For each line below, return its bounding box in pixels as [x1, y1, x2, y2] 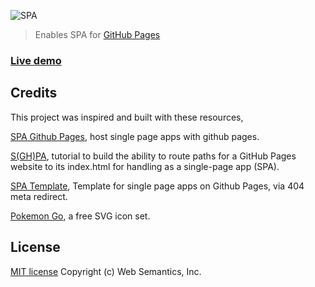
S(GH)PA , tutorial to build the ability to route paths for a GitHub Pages [10, 150, 297, 162]
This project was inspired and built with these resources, [10, 111, 244, 123]
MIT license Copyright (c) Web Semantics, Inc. [10, 265, 202, 277]
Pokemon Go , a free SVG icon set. [10, 210, 151, 222]
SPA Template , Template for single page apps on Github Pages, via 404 [10, 180, 305, 192]
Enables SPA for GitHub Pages [34, 29, 161, 40]
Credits [10, 85, 58, 102]
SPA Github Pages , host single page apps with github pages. [10, 130, 260, 142]
